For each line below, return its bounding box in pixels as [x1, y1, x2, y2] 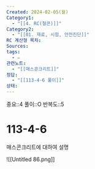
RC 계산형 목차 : [6, 37, 42, 43]
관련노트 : [6, 60, 26, 66]
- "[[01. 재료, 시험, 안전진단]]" [12, 32, 90, 38]
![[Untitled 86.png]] [6, 156, 55, 163]
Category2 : [6, 26, 34, 32]
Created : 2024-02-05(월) [6, 9, 69, 15]
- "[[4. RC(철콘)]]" [12, 20, 62, 26]
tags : [6, 49, 20, 55]
